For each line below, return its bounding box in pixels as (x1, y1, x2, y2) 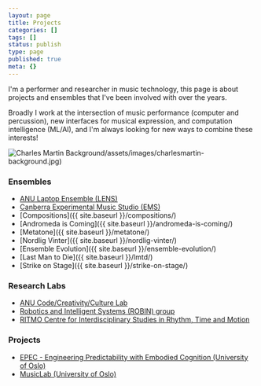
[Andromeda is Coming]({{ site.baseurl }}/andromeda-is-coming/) (19, 219, 233, 229)
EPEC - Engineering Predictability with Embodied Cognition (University (19, 352, 249, 362)
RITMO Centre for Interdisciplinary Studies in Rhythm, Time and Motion (19, 315, 250, 325)
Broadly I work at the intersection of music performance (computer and (8, 108, 239, 117)
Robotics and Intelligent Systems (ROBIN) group (19, 307, 175, 316)
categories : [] (8, 26, 58, 34)
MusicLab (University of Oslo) (19, 369, 116, 378)
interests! (8, 133, 39, 142)
